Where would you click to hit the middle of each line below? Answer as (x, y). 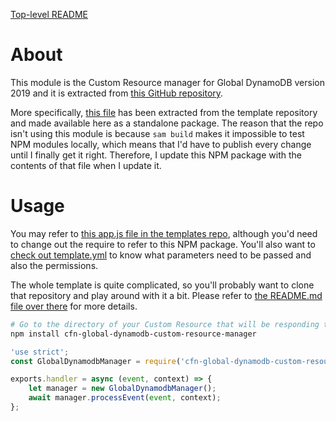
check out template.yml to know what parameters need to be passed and (161, 255)
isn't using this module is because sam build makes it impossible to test (157, 133)
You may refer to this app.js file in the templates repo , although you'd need (164, 233)
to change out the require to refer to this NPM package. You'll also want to (163, 244)
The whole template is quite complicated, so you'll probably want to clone (162, 285)
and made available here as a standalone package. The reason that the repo (167, 123)
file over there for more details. (74, 306)
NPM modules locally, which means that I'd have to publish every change (161, 144)
